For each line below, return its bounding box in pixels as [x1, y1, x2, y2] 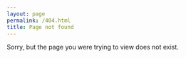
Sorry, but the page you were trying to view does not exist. [6, 43, 179, 52]
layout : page [6, 10, 46, 18]
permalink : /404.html [6, 17, 71, 24]
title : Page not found [6, 23, 74, 30]
